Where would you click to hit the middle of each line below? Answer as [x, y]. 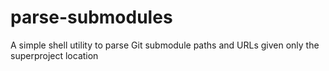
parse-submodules [91, 17]
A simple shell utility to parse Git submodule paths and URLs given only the [165, 45]
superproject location [54, 55]
